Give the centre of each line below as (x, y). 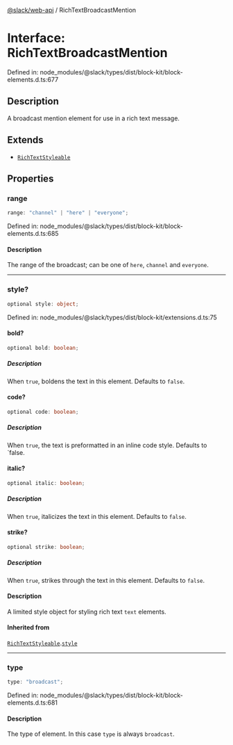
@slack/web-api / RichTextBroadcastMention (72, 10)
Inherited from (28, 627)
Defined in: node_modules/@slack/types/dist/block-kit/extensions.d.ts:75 (112, 317)
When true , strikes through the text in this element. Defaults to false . (106, 580)
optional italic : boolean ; (46, 483)
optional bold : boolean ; (43, 348)
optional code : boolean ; (43, 412)
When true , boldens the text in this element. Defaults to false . (96, 381)
